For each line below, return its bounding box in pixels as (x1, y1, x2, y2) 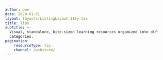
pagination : (5, 39, 29, 44)
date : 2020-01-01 (5, 12, 40, 16)
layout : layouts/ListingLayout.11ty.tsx (5, 16, 88, 21)
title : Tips (5, 20, 29, 26)
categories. (9, 34, 34, 39)
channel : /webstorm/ (14, 47, 55, 52)
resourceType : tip (14, 43, 51, 48)
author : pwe (5, 7, 29, 12)
